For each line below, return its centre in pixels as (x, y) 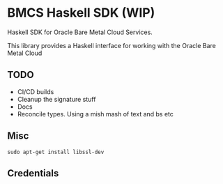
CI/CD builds (36, 91)
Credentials (33, 173)
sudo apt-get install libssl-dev (56, 152)
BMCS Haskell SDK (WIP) (81, 13)
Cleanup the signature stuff (56, 99)
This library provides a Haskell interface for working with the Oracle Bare (111, 45)
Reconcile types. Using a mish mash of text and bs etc (95, 114)
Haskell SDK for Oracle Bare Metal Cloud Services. (80, 32)
